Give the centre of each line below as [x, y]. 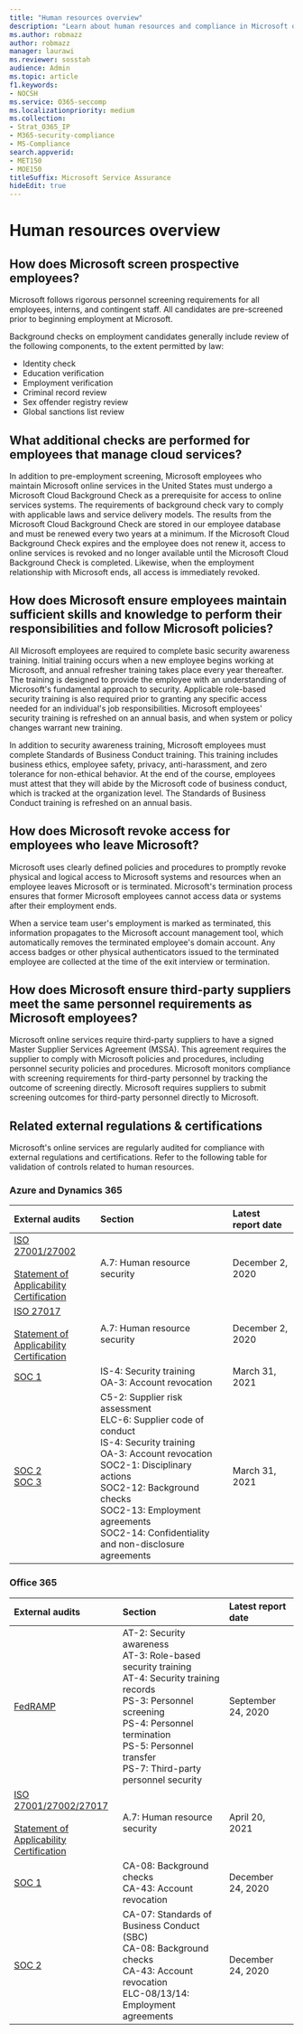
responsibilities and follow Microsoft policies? [141, 629]
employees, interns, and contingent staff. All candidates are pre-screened [147, 309]
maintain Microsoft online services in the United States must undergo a [141, 486]
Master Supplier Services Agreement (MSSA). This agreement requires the [148, 1049]
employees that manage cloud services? [126, 454]
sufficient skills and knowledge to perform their [146, 615]
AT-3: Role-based [161, 1655]
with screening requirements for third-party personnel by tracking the [138, 1078]
